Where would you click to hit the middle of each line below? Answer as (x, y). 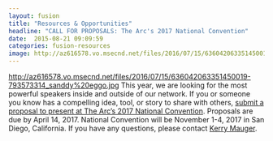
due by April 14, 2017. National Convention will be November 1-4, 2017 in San (136, 120)
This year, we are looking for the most (184, 85)
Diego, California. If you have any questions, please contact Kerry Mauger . (133, 128)
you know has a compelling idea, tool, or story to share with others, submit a (136, 103)
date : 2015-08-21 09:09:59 (56, 38)
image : (19, 53)
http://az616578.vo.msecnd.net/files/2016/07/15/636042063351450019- (130, 77)
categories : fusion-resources (60, 46)
